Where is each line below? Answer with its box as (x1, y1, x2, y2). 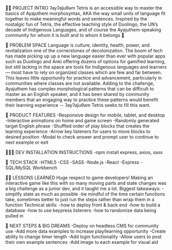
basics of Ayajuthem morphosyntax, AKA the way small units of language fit (5, 10, 166, 16)
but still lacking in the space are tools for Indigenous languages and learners (5, 64, 167, 70)
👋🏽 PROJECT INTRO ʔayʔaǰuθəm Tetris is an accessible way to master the (5, 5, 163, 11)
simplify (5, 191, 22, 197)
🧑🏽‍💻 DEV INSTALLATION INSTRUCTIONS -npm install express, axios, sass (5, 149, 163, 155)
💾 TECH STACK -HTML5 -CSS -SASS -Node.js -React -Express (5, 159, 140, 165)
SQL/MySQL (5, 165, 32, 170)
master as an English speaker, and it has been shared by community (5, 91, 150, 97)
